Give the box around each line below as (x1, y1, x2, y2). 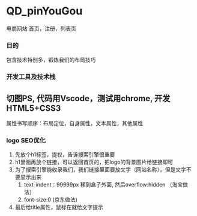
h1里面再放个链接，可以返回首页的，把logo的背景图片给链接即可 (14, 158, 173, 166)
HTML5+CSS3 (6, 103, 61, 113)
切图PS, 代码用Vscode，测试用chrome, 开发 (6, 93, 171, 103)
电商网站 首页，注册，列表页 (6, 25, 76, 32)
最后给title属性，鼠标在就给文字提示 (14, 203, 103, 211)
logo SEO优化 (6, 136, 46, 144)
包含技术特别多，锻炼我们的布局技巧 (6, 56, 96, 64)
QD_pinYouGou (6, 4, 83, 18)
